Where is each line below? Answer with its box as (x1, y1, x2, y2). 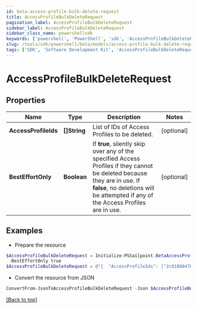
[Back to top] (6, 296, 38, 303)
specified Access (92, 154, 141, 162)
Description (107, 113, 141, 121)
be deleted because (92, 169, 148, 177)
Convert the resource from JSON (14, 274, 95, 281)
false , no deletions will (92, 183, 154, 192)
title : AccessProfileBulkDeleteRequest (6, 14, 104, 20)
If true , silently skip (92, 139, 145, 147)
